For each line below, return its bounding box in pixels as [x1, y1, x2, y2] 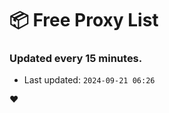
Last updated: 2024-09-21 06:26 [23, 74, 156, 86]
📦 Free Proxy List [9, 9, 159, 32]
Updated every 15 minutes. [9, 52, 143, 66]
